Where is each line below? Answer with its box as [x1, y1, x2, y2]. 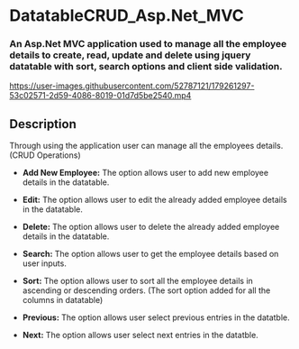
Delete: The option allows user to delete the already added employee [22, 222, 280, 233]
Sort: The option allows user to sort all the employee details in [22, 276, 254, 287]
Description [9, 116, 77, 132]
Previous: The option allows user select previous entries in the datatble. [22, 312, 290, 323]
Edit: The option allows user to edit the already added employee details [22, 195, 287, 206]
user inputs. [22, 258, 68, 269]
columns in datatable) [22, 295, 104, 306]
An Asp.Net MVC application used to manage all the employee [9, 38, 287, 51]
